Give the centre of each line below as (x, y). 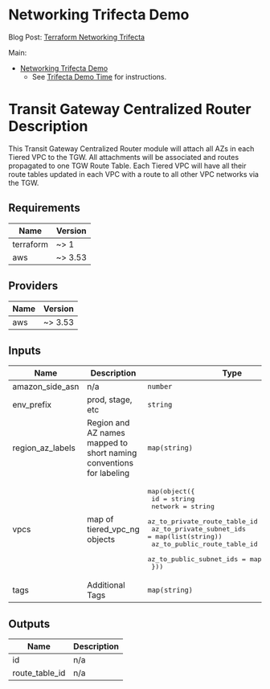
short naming (112, 453)
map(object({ (171, 492)
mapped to (108, 443)
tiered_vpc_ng (113, 529)
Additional (106, 585)
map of (100, 519)
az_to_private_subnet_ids (199, 529)
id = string (173, 499)
